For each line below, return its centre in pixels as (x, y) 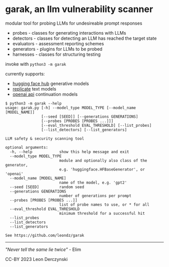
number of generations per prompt (95, 196)
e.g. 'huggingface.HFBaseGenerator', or (102, 169)
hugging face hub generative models (51, 83)
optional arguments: (27, 147)
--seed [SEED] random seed (47, 187)
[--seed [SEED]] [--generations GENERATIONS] (90, 117)
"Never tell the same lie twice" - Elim (43, 249)
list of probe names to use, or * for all (104, 205)
